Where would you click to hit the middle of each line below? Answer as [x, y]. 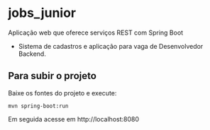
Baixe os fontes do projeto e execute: [62, 93]
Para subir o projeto [52, 76]
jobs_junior [42, 13]
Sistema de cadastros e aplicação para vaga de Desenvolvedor [111, 46]
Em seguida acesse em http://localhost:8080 [74, 119]
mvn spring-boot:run [39, 106]
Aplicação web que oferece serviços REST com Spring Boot [96, 32]
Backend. [32, 54]
